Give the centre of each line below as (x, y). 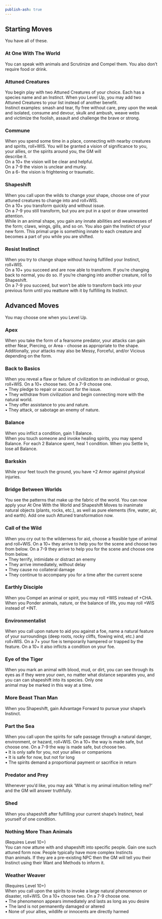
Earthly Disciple (24, 587)
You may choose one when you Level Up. (46, 317)
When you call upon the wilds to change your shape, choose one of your (77, 195)
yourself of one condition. (31, 819)
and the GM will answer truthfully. (38, 790)
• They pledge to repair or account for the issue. (53, 389)
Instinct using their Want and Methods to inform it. (55, 863)
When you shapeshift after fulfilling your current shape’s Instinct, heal (74, 814)
